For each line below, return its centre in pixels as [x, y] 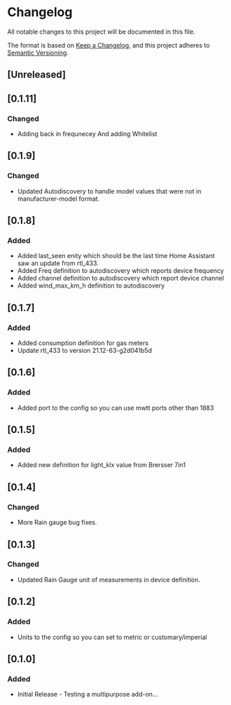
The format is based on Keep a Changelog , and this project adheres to [108, 45]
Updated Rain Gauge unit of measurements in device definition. [109, 579]
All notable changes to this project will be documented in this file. [101, 32]
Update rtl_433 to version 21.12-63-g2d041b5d [85, 351]
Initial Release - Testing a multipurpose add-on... [87, 694]
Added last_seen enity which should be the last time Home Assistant [116, 256]
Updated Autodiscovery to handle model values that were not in [109, 191]
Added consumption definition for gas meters [83, 343]
